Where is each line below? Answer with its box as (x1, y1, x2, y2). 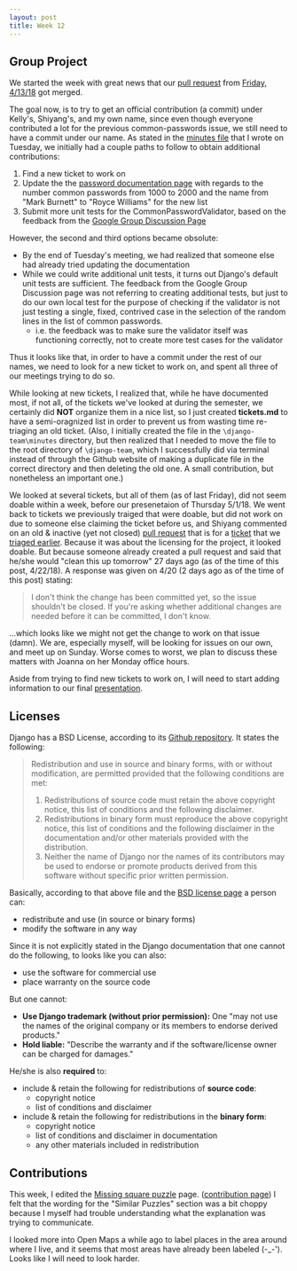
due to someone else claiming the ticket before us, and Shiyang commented (9, 518, 287, 529)
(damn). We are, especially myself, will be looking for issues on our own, (9, 638, 273, 648)
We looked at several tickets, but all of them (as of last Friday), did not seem (9, 490, 286, 501)
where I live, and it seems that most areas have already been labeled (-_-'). (9, 1244, 283, 1254)
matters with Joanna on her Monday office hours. (9, 656, 191, 667)
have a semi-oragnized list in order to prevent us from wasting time (9, 416, 254, 427)
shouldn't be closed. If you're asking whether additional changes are (30, 601, 282, 612)
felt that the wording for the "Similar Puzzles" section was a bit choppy (9, 1198, 268, 1209)
